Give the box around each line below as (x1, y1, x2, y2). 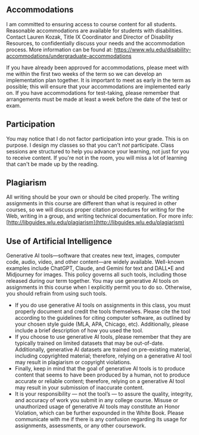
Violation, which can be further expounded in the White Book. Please (14, 409, 184, 417)
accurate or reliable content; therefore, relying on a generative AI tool (14, 378, 185, 385)
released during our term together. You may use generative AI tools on (6, 277, 179, 285)
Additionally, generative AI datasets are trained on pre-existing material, (14, 346, 191, 353)
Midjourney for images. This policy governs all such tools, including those (6, 271, 187, 278)
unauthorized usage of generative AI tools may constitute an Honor (14, 403, 180, 411)
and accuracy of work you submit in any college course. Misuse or (14, 397, 179, 404)
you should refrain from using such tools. (6, 290, 107, 297)
